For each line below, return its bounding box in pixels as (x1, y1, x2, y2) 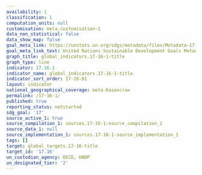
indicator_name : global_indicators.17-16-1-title (6, 70, 133, 76)
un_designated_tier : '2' (6, 160, 69, 166)
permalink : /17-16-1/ (6, 93, 61, 99)
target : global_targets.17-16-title (6, 143, 98, 149)
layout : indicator (6, 82, 52, 88)
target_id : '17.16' (6, 149, 55, 155)
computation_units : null (6, 20, 69, 26)
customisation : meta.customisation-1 (6, 25, 101, 32)
